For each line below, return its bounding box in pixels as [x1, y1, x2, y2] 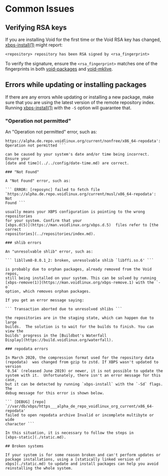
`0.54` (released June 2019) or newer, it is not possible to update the [5, 368, 163, 374]
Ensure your [5, 156, 30, 162]
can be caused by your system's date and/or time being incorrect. [5, 152, 150, 157]
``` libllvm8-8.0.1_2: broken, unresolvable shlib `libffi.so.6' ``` [5, 258, 154, 263]
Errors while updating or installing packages [5, 80, 147, 89]
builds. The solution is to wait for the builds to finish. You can [5, 324, 154, 329]
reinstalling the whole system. [5, 466, 73, 471]
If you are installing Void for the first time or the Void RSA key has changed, [5, 36, 161, 42]
